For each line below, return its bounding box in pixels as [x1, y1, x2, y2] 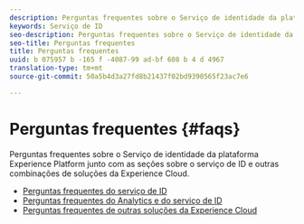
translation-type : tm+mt [9, 64, 103, 73]
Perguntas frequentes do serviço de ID [22, 185, 167, 196]
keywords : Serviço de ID [9, 22, 103, 31]
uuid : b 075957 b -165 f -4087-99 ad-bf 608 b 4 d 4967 [9, 55, 224, 64]
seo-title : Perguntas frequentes [9, 38, 136, 48]
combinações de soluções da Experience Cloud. [9, 168, 190, 179]
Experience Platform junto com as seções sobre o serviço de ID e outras [9, 158, 280, 169]
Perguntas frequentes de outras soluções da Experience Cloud [22, 204, 258, 215]
